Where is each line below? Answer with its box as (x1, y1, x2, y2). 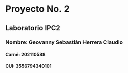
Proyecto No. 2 (5, 3, 70, 15)
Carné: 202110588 (5, 52, 46, 58)
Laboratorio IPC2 (5, 23, 60, 32)
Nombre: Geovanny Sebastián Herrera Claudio (5, 39, 123, 46)
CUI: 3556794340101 (5, 63, 52, 69)
